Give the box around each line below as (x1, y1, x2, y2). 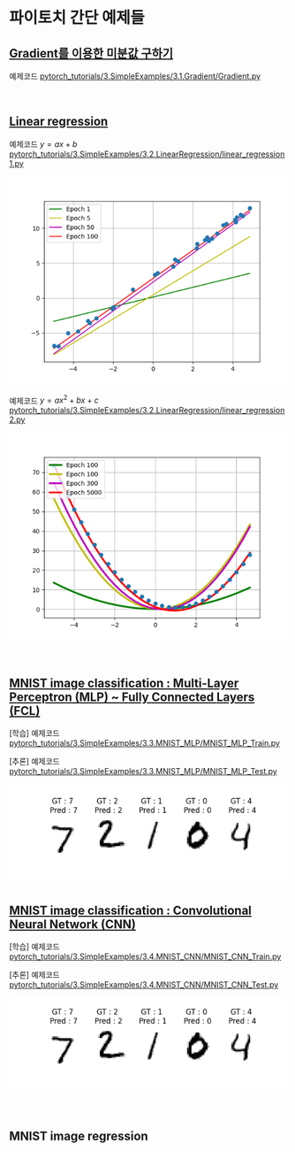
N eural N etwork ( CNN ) (9, 917, 137, 932)
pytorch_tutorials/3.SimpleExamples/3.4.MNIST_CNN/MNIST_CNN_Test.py (9, 979, 279, 990)
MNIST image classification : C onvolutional (9, 902, 252, 918)
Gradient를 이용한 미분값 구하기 (9, 45, 174, 61)
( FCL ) (9, 703, 41, 718)
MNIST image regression (9, 1128, 148, 1143)
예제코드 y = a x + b (9, 138, 78, 150)
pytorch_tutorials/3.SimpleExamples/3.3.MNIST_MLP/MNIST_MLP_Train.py (9, 738, 281, 749)
